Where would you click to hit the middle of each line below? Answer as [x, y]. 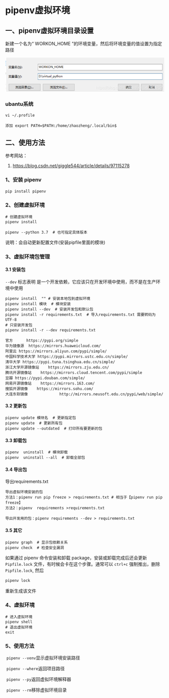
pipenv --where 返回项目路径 [36, 669]
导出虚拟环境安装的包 [24, 492]
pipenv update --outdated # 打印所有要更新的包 [54, 429]
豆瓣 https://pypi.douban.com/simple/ [45, 378]
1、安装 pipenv [23, 180]
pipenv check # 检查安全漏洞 [35, 548]
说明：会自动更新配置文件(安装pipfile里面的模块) [55, 242]
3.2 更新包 [16, 406]
